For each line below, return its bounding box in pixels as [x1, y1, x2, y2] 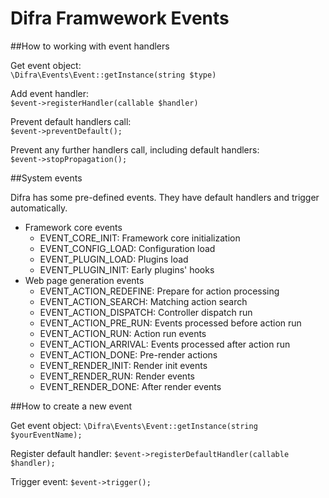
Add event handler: [10, 87, 90, 99]
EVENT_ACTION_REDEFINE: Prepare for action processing [39, 285, 280, 297]
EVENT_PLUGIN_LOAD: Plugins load [39, 253, 189, 265]
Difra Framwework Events [10, 7, 230, 30]
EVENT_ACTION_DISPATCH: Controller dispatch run [39, 306, 253, 318]
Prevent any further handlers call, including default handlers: [10, 143, 260, 156]
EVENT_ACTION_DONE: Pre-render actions [39, 348, 218, 361]
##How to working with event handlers [10, 40, 170, 52]
